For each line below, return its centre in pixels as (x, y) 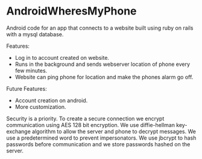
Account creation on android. (51, 100)
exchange (19, 131)
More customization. (40, 106)
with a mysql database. (35, 34)
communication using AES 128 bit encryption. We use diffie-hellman (90, 125)
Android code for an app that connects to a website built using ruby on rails (100, 28)
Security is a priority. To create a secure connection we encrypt (85, 118)
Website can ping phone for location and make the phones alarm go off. (104, 77)
